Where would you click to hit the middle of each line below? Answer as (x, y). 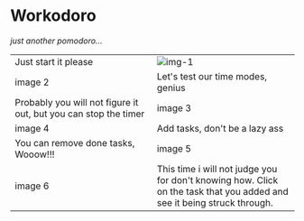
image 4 (32, 128)
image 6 (32, 186)
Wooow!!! (35, 154)
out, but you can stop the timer (80, 114)
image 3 (175, 107)
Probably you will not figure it (77, 102)
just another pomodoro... (56, 41)
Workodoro (54, 16)
